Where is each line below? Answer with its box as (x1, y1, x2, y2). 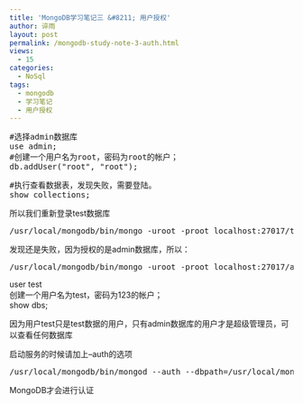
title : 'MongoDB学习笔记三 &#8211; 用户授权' (9, 13, 171, 23)
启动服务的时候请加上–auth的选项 (9, 349, 133, 360)
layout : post (9, 30, 59, 39)
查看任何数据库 (16, 330, 73, 341)
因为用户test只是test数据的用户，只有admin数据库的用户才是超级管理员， (9, 318, 281, 329)
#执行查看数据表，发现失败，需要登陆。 (9, 180, 157, 190)
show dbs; (9, 299, 48, 311)
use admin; (9, 142, 58, 151)
